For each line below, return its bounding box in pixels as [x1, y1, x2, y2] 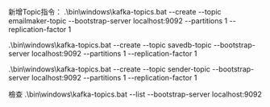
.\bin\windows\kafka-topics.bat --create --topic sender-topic [8, 64, 211, 74]
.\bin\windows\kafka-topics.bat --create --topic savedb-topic [8, 40, 212, 50]
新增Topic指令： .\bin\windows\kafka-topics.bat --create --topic [8, 7, 222, 16]
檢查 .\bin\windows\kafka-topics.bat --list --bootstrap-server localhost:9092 [8, 89, 262, 99]
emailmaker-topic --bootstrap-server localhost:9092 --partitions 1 [8, 16, 228, 26]
